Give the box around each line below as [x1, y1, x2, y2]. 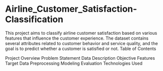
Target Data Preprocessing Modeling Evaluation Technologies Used [5, 60, 143, 66]
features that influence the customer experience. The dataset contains [5, 35, 149, 41]
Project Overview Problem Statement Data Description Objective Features [5, 55, 155, 61]
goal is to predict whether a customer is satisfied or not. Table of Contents [5, 46, 157, 51]
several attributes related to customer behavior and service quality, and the [5, 40, 158, 46]
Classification [5, 14, 63, 25]
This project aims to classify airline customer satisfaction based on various [5, 30, 157, 36]
